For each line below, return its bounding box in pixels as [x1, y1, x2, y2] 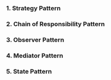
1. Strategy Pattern [6, 4, 61, 12]
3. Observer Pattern [6, 35, 64, 44]
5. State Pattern [6, 67, 52, 75]
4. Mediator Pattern [6, 51, 64, 59]
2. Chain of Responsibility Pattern [6, 19, 105, 28]
